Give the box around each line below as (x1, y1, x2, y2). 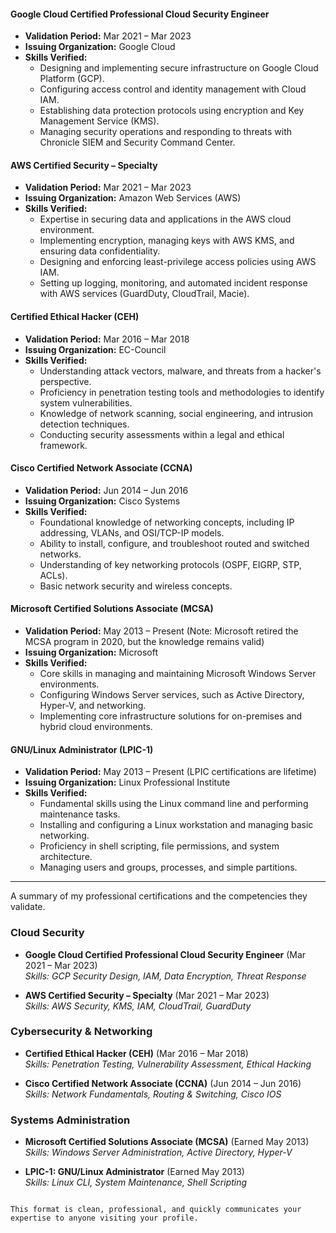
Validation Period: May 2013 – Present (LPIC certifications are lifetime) (24, 766, 317, 778)
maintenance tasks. (39, 808, 121, 820)
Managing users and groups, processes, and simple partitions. (39, 861, 298, 874)
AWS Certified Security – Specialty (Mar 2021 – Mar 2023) (24, 989, 270, 1001)
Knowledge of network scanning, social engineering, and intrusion (39, 407, 314, 419)
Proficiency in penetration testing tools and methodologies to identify (39, 386, 325, 398)
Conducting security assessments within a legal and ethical (39, 428, 285, 440)
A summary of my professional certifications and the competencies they (10, 890, 308, 902)
